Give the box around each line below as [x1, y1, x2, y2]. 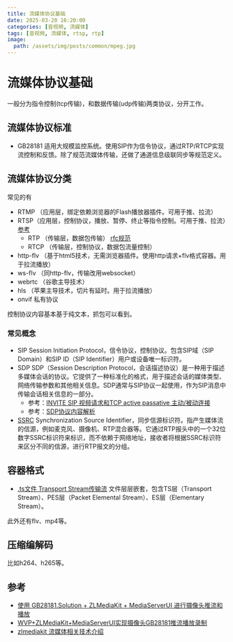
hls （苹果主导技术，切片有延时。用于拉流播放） [17, 286, 156, 294]
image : [7, 36, 27, 43]
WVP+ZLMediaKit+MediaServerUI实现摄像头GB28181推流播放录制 [17, 619, 208, 627]
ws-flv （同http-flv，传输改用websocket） [17, 268, 140, 277]
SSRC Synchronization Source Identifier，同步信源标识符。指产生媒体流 [17, 416, 224, 424]
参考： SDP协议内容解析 [27, 407, 96, 416]
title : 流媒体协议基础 [7, 10, 66, 17]
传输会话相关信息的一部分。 [17, 389, 98, 398]
